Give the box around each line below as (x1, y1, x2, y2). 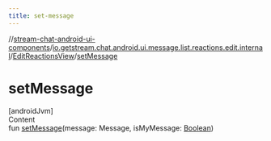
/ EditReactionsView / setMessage (10, 51, 118, 60)
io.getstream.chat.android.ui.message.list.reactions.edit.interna (52, 42, 263, 52)
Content (8, 114, 36, 124)
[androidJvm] (8, 106, 54, 115)
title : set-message (8, 11, 74, 20)
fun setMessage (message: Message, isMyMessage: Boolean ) (8, 122, 214, 133)
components (8, 42, 51, 52)
